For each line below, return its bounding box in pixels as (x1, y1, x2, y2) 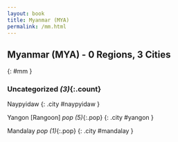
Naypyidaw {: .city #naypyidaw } (7, 100, 100, 108)
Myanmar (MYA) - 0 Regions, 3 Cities (7, 48, 171, 60)
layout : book (7, 10, 45, 17)
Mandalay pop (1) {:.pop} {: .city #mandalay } (7, 127, 134, 135)
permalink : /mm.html (7, 23, 67, 30)
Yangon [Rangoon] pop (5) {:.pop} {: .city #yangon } (7, 114, 154, 122)
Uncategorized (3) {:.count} (7, 85, 102, 94)
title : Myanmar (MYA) (7, 17, 70, 24)
